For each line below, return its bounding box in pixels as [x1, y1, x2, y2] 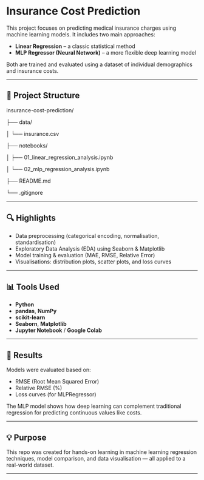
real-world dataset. [6, 461, 55, 468]
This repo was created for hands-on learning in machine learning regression [6, 448, 197, 456]
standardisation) [15, 238, 56, 246]
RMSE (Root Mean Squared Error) [15, 378, 100, 385]
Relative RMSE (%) [15, 384, 63, 392]
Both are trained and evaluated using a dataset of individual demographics [6, 61, 193, 68]
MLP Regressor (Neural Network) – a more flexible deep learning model [15, 49, 196, 56]
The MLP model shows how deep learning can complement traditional [6, 402, 182, 410]
